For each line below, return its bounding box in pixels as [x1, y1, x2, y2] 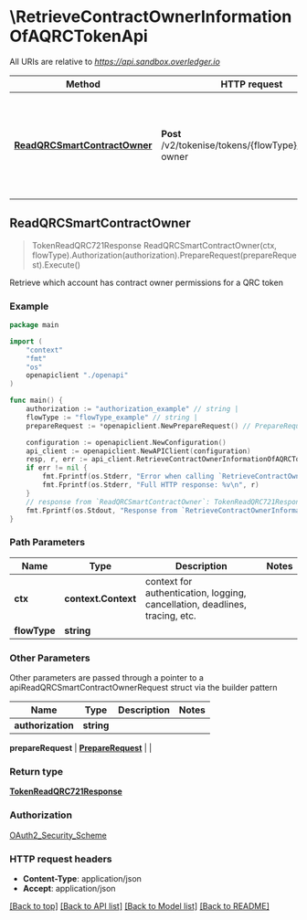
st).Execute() [31, 259, 80, 270]
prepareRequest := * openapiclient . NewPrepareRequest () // [26, 421, 251, 430]
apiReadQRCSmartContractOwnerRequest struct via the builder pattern [9, 682, 278, 693]
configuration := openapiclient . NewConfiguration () [26, 438, 227, 447]
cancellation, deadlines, [144, 597, 247, 610]
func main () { [9, 396, 64, 406]
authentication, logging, [144, 587, 247, 599]
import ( [9, 336, 43, 346]
